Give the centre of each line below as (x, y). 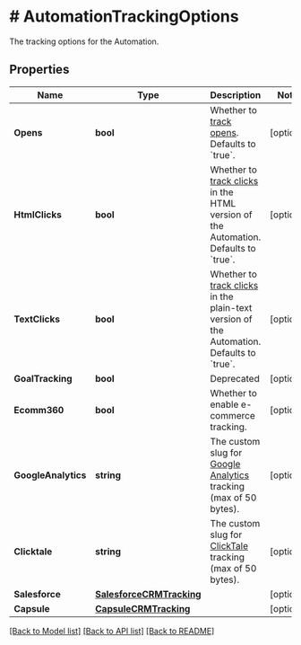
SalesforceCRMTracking (148, 594)
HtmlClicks (38, 215)
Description (236, 94)
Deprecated (235, 378)
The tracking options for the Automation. (84, 41)
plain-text (231, 307)
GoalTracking (43, 378)
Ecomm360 (39, 410)
